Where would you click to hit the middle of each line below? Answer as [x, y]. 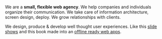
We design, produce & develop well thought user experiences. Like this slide [81, 26]
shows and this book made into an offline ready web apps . [63, 32]
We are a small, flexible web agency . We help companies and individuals [78, 7]
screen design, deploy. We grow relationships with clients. [63, 17]
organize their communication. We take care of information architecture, [77, 12]
